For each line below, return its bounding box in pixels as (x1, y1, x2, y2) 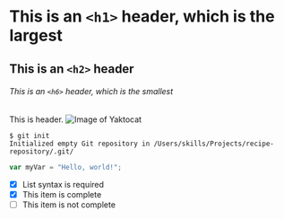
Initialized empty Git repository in (9, 139, 151, 148)
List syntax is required (22, 179, 105, 189)
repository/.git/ (9, 146, 74, 156)
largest (9, 25, 63, 46)
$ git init (9, 131, 50, 140)
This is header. (9, 114, 65, 125)
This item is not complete (22, 199, 116, 210)
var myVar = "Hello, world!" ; (9, 162, 123, 171)
